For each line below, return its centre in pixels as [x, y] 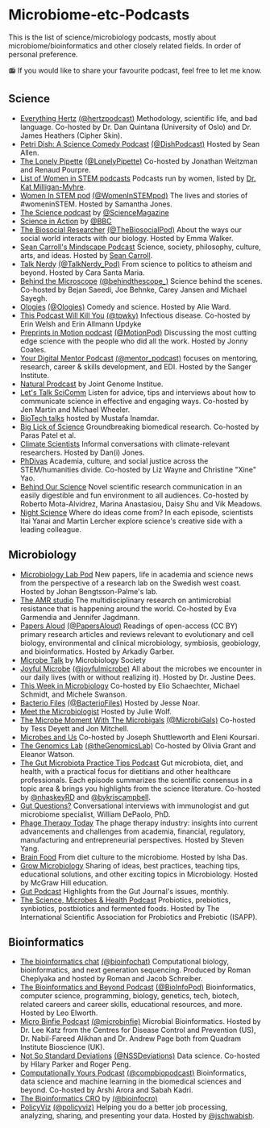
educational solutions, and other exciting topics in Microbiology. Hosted [139, 874]
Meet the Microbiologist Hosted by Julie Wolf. [96, 711]
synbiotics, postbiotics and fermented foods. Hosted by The [120, 908]
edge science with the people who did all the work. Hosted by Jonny [134, 341]
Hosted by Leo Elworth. [59, 1013]
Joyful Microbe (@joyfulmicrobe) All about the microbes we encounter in [141, 668]
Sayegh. [34, 298]
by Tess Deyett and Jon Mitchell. [74, 728]
